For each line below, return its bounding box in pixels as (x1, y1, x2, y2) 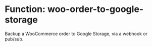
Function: (5, 3, 46, 15)
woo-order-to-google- (47, 3, 144, 15)
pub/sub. (5, 36, 24, 42)
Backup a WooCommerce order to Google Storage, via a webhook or (5, 30, 147, 36)
